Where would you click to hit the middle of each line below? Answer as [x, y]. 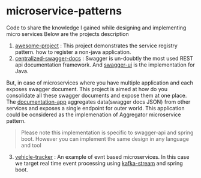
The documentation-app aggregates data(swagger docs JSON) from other [98, 102]
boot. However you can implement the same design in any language [105, 138]
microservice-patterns [64, 11]
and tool [31, 145]
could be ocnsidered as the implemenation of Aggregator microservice [94, 114]
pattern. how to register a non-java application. [73, 52]
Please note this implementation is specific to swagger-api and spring [107, 132]
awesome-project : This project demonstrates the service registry [96, 46]
